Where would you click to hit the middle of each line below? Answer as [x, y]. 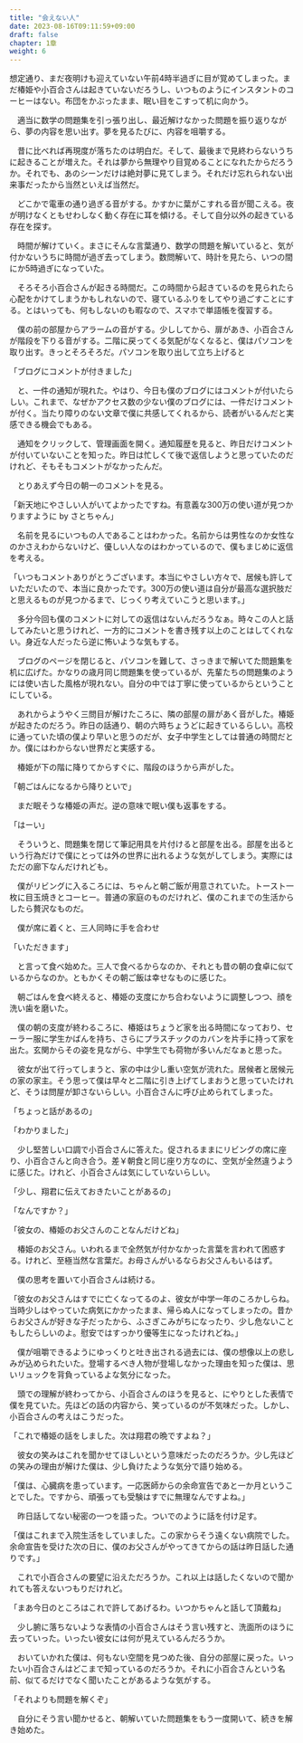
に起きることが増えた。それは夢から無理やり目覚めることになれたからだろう [151, 162]
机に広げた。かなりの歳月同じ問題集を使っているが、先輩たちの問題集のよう [152, 672]
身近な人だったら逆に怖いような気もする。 [104, 642]
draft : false [34, 34]
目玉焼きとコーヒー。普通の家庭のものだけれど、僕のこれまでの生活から [160, 898]
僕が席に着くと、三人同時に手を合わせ [88, 928]
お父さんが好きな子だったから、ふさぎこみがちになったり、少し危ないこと [156, 1321]
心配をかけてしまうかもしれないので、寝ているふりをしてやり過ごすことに [148, 299]
